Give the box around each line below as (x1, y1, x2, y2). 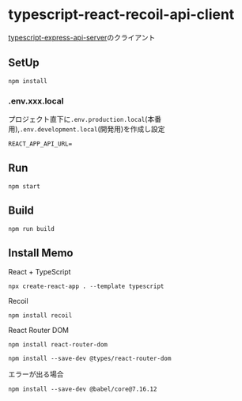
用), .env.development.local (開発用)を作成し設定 (8, 124, 165, 134)
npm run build (8, 225, 55, 233)
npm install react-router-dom (8, 341, 108, 349)
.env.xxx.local (8, 95, 64, 106)
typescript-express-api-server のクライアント (8, 32, 156, 42)
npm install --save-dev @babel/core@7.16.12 (8, 385, 157, 393)
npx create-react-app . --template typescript (8, 282, 164, 290)
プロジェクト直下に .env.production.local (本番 (8, 115, 162, 124)
